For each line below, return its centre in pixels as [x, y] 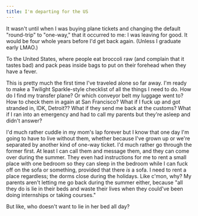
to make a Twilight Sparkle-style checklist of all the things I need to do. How [99, 89]
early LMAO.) [22, 47]
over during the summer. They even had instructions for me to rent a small [96, 157]
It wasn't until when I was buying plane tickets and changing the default [93, 28]
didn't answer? [24, 120]
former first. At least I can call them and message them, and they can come [98, 151]
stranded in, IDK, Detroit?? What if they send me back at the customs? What [98, 108]
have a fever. [22, 71]
